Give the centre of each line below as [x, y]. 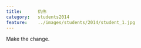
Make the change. [28, 39]
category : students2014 [38, 17]
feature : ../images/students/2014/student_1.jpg [70, 22]
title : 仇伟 [26, 11]
